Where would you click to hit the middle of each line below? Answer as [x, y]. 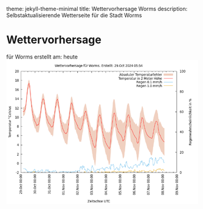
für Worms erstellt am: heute [42, 57]
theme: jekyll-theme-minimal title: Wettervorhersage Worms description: [97, 9]
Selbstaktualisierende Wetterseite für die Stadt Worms [74, 15]
